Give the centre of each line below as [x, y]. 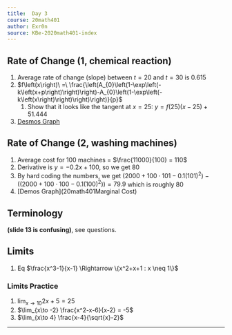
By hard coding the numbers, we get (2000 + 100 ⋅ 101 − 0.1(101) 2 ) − [113, 175]
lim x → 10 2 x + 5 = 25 [46, 302]
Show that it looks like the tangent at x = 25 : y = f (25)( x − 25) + [118, 107]
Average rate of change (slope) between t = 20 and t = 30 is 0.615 [112, 77]
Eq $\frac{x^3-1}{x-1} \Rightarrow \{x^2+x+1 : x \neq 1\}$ [98, 268]
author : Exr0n [28, 26]
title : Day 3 [28, 13]
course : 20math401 [33, 20]
